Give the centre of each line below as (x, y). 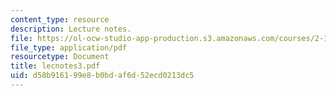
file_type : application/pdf (69, 47)
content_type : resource (60, 19)
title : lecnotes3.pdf (55, 66)
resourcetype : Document (60, 57)
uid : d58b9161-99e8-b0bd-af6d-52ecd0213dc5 (102, 76)
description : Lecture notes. (71, 29)
